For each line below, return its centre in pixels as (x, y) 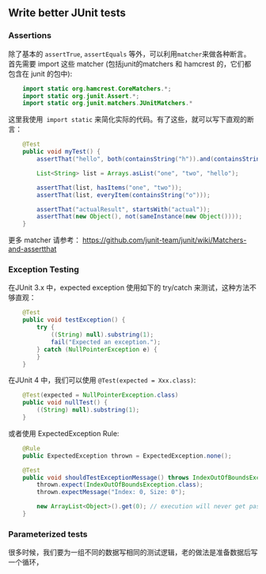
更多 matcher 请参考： (45, 240)
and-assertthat (32, 249)
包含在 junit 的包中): (40, 74)
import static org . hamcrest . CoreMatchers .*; (97, 89)
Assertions (30, 36)
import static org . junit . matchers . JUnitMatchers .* (108, 103)
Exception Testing (44, 270)
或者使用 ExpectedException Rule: (64, 433)
